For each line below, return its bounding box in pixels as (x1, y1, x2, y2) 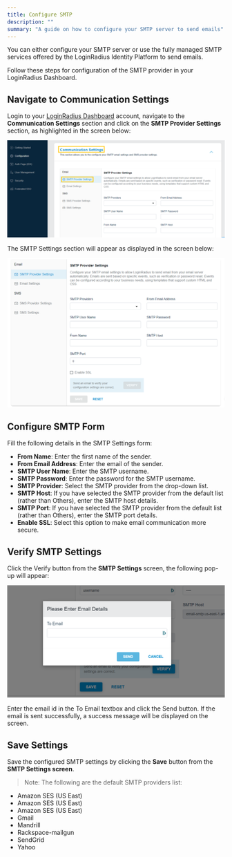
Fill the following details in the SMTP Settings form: (7, 439, 153, 447)
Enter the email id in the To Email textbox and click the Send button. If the (7, 704, 215, 713)
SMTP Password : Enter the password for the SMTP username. (17, 474, 195, 483)
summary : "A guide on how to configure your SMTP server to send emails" (7, 26, 224, 32)
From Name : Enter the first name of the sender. (17, 452, 152, 461)
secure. (17, 526, 39, 535)
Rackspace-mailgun (17, 828, 75, 836)
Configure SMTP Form (7, 421, 105, 433)
